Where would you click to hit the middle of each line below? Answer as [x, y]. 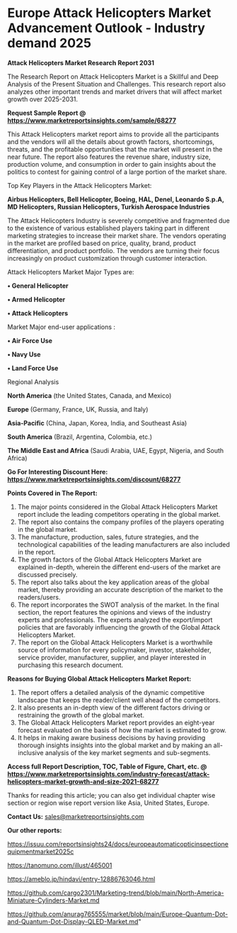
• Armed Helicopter [36, 299]
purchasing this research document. [70, 665]
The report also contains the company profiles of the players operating [121, 522]
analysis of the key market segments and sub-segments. [128, 752]
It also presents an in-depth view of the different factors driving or [114, 708]
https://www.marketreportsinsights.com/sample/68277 [92, 120]
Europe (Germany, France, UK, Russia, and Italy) [78, 409]
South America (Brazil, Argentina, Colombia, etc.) [80, 437]
